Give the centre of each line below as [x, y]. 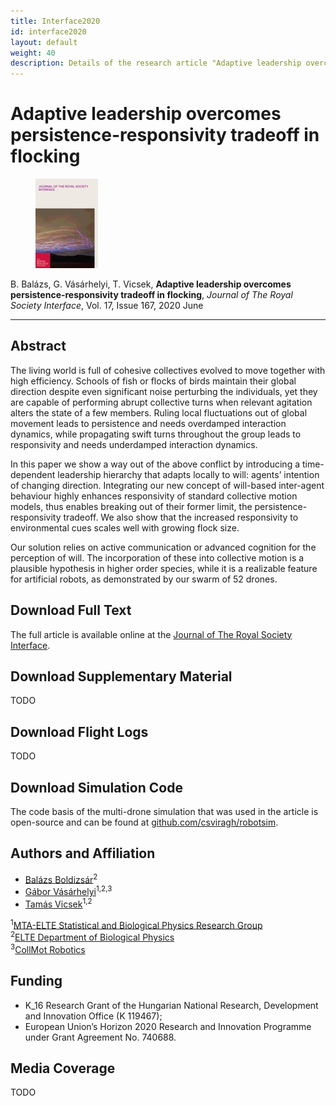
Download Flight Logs [79, 731]
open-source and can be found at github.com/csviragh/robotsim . [144, 822]
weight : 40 [33, 53]
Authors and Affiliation [83, 853]
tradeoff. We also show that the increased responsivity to [181, 517]
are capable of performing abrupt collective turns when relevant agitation [161, 402]
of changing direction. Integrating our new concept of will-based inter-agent [167, 485]
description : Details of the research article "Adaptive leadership [156, 63]
